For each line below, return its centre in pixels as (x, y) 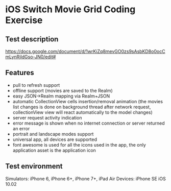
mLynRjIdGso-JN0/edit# (31, 57)
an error (21, 128)
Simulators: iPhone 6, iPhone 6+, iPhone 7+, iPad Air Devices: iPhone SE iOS (86, 178)
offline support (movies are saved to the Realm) (63, 90)
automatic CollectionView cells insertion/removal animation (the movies (88, 101)
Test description (32, 39)
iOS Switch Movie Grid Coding (70, 9)
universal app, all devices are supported (55, 139)
